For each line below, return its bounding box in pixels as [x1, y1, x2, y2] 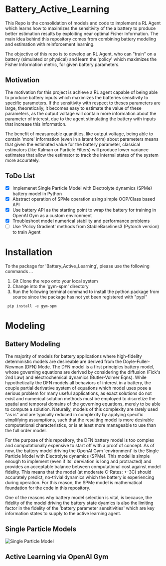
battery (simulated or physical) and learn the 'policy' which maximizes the [5, 56, 157, 62]
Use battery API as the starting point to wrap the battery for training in [12, 207, 156, 213]
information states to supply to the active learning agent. [5, 510, 121, 516]
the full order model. [5, 427, 47, 433]
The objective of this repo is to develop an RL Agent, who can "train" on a [5, 51, 157, 57]
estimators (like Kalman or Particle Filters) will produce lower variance [5, 146, 149, 153]
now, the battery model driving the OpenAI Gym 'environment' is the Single [5, 448, 159, 454]
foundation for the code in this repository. [5, 485, 91, 491]
